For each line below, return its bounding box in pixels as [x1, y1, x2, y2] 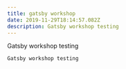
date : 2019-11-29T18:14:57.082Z [7, 17, 100, 23]
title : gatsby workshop [7, 10, 76, 17]
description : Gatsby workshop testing [7, 23, 119, 30]
